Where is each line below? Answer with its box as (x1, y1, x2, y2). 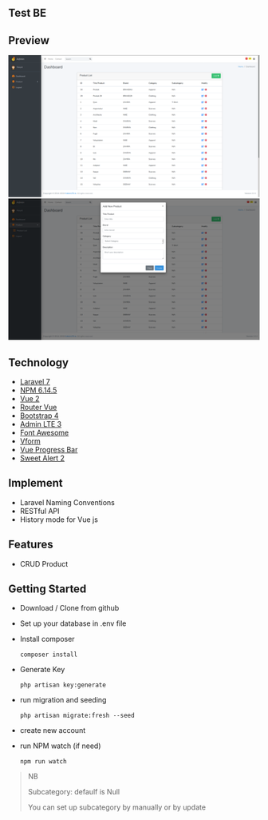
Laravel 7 (19, 377, 50, 387)
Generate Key (19, 665, 65, 675)
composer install (19, 651, 78, 659)
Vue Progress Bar (19, 445, 78, 455)
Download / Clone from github (19, 603, 120, 613)
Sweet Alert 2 (19, 453, 65, 463)
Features (8, 538, 53, 551)
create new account (19, 726, 86, 735)
